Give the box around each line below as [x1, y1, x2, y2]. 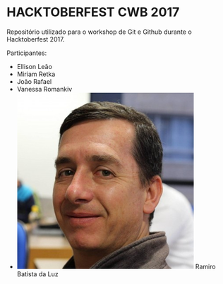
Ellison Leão [16, 62, 52, 70]
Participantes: [6, 49, 47, 57]
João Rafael [16, 77, 52, 85]
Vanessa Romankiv [16, 85, 73, 93]
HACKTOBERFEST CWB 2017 [6, 4, 180, 20]
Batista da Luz [16, 269, 59, 278]
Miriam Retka [16, 70, 56, 78]
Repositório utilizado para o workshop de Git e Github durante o [6, 27, 192, 36]
